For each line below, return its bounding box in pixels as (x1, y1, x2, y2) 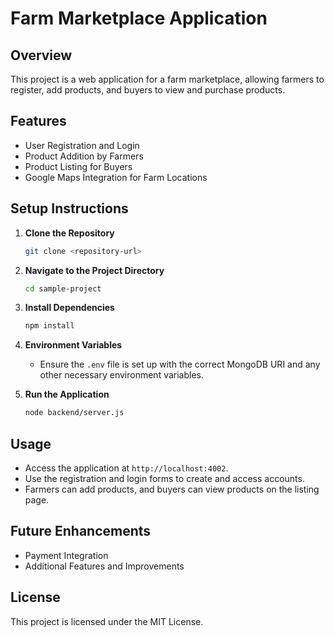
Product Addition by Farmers (24, 150, 144, 162)
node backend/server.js (24, 408, 125, 418)
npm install (24, 321, 75, 331)
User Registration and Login (24, 139, 140, 151)
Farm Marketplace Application (10, 7, 268, 30)
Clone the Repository (24, 227, 115, 239)
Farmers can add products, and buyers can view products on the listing (24, 483, 320, 495)
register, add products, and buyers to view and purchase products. (10, 84, 286, 96)
